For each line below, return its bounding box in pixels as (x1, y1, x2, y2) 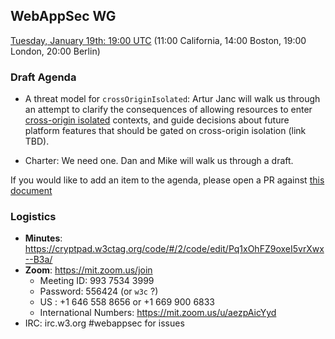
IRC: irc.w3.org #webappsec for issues (24, 317, 185, 329)
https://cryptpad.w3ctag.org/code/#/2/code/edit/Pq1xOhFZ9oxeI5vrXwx (24, 243, 325, 255)
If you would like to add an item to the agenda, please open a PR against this (10, 174, 325, 186)
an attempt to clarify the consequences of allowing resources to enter (24, 104, 313, 116)
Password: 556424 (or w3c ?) (39, 285, 159, 298)
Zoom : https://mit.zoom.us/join (24, 264, 153, 276)
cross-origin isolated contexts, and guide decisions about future (24, 114, 290, 126)
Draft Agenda (10, 70, 77, 84)
